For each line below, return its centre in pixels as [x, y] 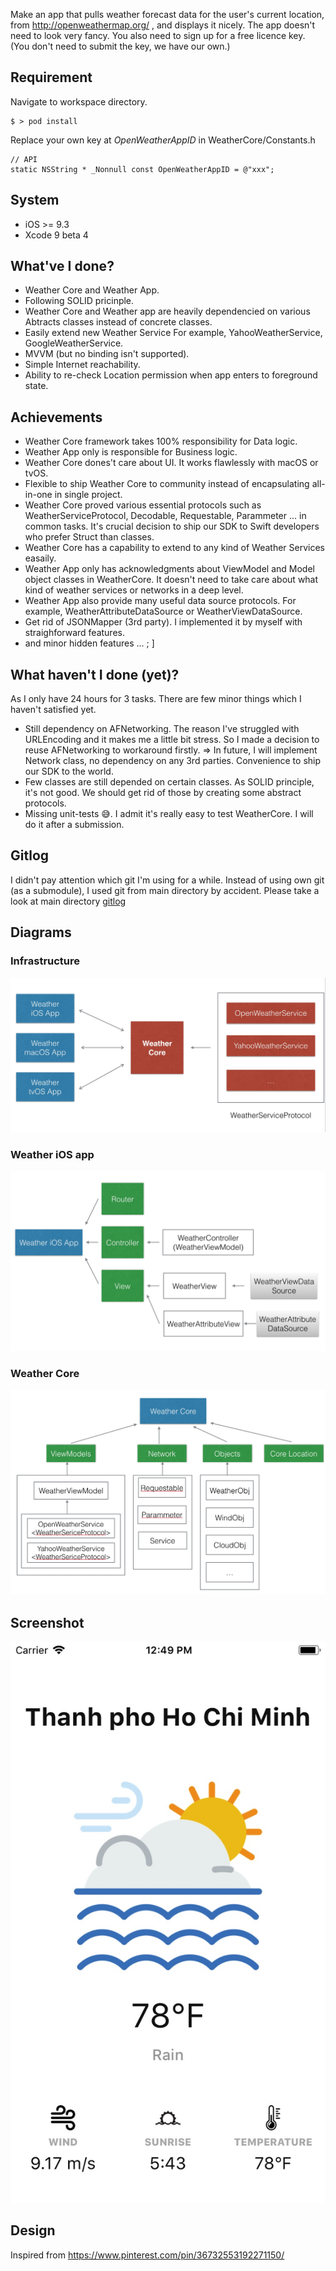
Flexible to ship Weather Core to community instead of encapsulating [167, 484]
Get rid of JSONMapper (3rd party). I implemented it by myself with [163, 622]
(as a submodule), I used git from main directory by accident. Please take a [165, 890]
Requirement [51, 77]
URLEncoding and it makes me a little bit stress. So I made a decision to [172, 740]
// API [24, 159]
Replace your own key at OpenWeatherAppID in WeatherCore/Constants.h [163, 140]
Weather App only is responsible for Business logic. [131, 452]
